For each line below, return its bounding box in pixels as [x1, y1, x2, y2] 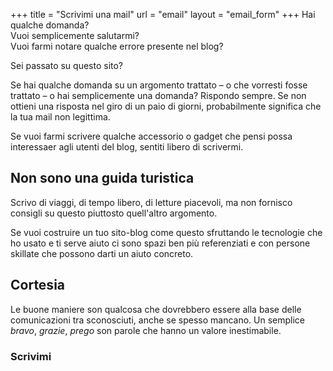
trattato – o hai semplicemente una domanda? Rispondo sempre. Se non [10, 90, 307, 101]
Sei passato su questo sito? [10, 60, 124, 71]
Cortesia [10, 277, 66, 294]
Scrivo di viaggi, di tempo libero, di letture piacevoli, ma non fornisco [10, 196, 293, 208]
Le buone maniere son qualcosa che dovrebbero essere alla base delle [10, 303, 302, 315]
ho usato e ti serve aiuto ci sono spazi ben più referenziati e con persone [10, 237, 311, 249]
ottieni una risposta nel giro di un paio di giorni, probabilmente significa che [10, 100, 322, 112]
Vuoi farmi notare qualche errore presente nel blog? [10, 40, 224, 52]
